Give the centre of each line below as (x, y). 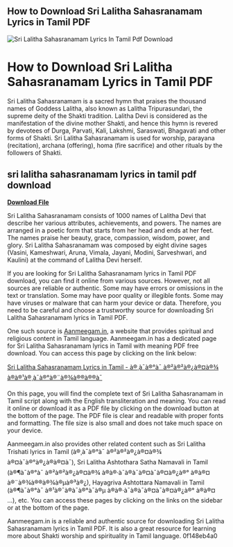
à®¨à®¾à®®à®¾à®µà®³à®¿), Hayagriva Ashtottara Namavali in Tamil (106, 482)
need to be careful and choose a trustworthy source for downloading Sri (110, 310)
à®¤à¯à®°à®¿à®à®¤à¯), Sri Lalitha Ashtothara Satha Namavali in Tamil (107, 462)
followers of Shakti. (35, 153)
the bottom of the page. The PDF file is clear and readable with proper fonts (115, 415)
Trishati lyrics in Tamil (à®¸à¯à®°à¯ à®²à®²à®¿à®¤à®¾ (85, 451)
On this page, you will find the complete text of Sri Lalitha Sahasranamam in (115, 393)
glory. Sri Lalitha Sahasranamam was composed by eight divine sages (107, 245)
